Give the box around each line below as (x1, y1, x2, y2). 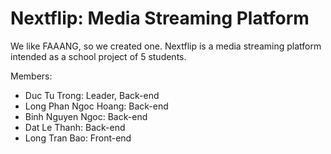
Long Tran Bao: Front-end (24, 132, 132, 144)
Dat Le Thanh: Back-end (24, 121, 126, 133)
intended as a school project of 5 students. (10, 50, 187, 62)
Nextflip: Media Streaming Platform (10, 7, 310, 30)
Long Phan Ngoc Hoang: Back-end (24, 100, 169, 112)
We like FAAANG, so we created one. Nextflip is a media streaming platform (10, 40, 322, 52)
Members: (10, 70, 53, 82)
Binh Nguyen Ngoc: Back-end (24, 110, 148, 122)
